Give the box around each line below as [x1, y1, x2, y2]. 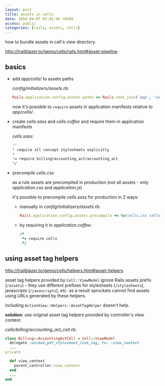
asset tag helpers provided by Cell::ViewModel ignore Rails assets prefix [5, 277, 152, 283]
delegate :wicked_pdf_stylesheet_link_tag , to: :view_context [9, 340, 139, 346]
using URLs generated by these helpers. [5, 293, 86, 298]
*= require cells [22, 236, 57, 241]
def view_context [9, 358, 45, 363]
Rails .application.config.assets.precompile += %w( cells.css [19, 213, 147, 218]
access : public [5, 21, 36, 26]
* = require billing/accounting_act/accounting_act [12, 156, 118, 161]
